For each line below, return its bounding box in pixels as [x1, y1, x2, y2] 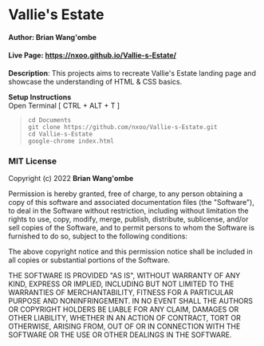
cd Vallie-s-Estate [27, 130, 93, 138]
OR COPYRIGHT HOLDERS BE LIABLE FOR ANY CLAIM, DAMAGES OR [8, 305, 239, 314]
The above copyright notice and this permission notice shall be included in [8, 247, 253, 257]
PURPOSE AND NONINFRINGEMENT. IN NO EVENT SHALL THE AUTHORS [8, 297, 254, 306]
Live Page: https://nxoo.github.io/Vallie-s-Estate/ [8, 50, 177, 61]
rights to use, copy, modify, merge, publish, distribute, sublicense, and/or [8, 214, 249, 224]
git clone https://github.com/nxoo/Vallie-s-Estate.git [27, 123, 218, 131]
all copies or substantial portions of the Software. [8, 255, 170, 265]
